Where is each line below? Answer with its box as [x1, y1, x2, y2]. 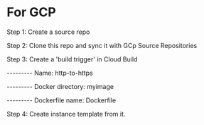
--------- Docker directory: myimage [6, 82, 114, 90]
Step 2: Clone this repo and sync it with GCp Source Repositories [6, 41, 198, 49]
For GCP [6, 4, 56, 20]
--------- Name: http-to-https [6, 69, 93, 77]
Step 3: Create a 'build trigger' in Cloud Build [6, 54, 138, 64]
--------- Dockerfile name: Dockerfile [6, 96, 117, 105]
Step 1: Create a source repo [6, 28, 90, 36]
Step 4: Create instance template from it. [6, 109, 126, 118]
